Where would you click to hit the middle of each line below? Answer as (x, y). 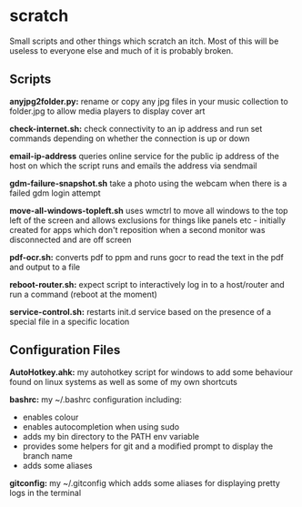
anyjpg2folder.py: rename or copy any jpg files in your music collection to (149, 101)
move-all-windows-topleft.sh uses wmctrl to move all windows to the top (149, 210)
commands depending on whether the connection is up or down (130, 138)
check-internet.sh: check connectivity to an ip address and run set (136, 128)
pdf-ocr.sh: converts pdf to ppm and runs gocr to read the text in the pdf (146, 257)
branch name (47, 455)
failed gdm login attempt (55, 193)
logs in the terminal (45, 492)
